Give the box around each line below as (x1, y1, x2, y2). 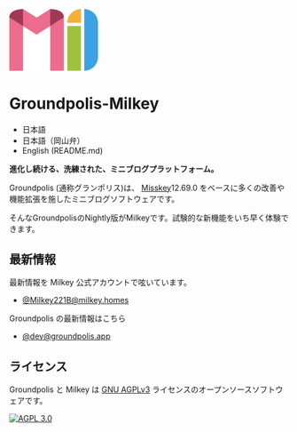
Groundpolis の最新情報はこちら (9, 313, 127, 324)
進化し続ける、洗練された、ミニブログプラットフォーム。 (9, 164, 219, 174)
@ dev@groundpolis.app (21, 331, 111, 341)
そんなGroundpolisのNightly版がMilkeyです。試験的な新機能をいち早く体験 (9, 212, 281, 223)
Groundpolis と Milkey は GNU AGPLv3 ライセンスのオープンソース (9, 384, 253, 395)
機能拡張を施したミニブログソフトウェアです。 (9, 193, 180, 204)
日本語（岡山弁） (21, 135, 85, 146)
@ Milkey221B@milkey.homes (21, 295, 129, 306)
